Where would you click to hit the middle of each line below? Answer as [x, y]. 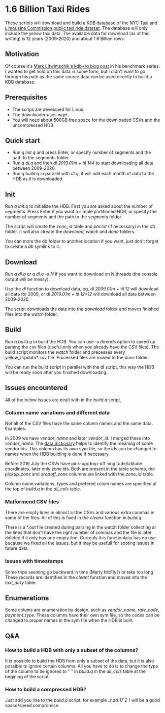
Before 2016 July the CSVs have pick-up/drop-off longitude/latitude [74, 463]
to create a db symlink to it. [33, 246]
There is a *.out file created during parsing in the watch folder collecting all [81, 527]
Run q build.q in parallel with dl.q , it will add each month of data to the [83, 174]
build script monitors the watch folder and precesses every [65, 352]
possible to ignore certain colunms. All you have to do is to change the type [82, 666]
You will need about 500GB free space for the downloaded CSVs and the [86, 120]
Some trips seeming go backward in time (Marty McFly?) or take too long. [80, 572]
